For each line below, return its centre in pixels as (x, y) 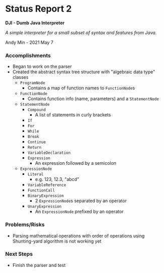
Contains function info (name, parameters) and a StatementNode (93, 99)
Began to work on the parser (42, 67)
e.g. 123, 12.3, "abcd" (57, 179)
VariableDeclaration (49, 153)
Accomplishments (28, 55)
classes (20, 77)
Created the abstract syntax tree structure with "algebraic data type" (84, 72)
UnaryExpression (45, 207)
